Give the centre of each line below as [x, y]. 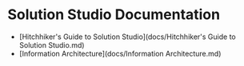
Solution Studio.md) [52, 45]
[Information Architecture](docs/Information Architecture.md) [120, 53]
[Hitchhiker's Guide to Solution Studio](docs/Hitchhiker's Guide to [128, 37]
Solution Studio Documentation [114, 15]
